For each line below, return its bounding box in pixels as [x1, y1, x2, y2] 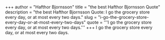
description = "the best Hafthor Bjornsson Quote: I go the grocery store [5, 9, 150, 15]
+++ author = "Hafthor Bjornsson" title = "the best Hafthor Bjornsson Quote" [5, 4, 161, 10]
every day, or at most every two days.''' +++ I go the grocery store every [5, 25, 153, 30]
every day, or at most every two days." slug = [5, 14, 97, 20]
